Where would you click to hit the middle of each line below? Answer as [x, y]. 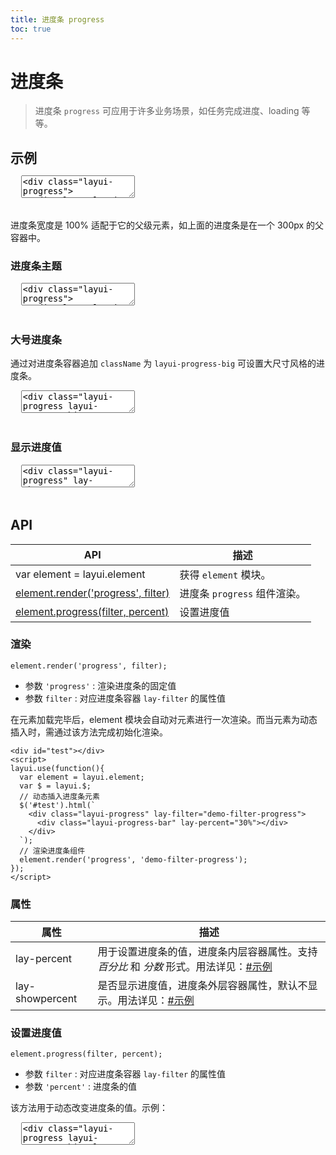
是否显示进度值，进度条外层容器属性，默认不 [202, 986]
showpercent [46, 999]
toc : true [31, 29]
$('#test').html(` [58, 805]
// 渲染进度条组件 [52, 851]
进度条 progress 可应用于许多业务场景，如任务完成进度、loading [167, 111]
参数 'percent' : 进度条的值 [81, 1087]
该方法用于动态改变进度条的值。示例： [89, 1108]
